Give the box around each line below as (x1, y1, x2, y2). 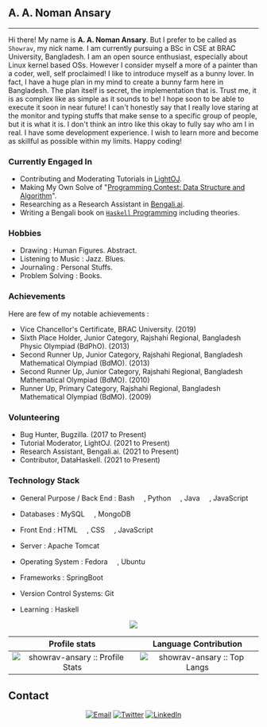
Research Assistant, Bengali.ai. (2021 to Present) (19, 447, 180, 456)
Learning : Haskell (19, 605, 79, 614)
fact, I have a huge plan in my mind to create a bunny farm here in (8, 77, 224, 87)
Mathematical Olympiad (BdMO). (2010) (19, 375, 150, 385)
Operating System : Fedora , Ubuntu (19, 557, 145, 567)
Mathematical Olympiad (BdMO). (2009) (19, 392, 152, 401)
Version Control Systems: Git (19, 589, 114, 598)
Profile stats (48, 639, 96, 650)
